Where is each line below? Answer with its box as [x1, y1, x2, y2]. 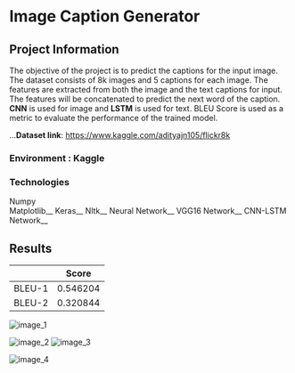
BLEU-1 [13, 282, 49, 295]
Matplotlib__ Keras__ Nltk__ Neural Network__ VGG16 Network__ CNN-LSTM [9, 206, 287, 216]
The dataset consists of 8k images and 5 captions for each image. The [9, 75, 269, 85]
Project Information [9, 42, 119, 57]
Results [9, 240, 53, 255]
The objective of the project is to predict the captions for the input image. [9, 65, 279, 76]
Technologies [9, 175, 70, 188]
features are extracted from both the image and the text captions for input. [9, 85, 283, 94]
